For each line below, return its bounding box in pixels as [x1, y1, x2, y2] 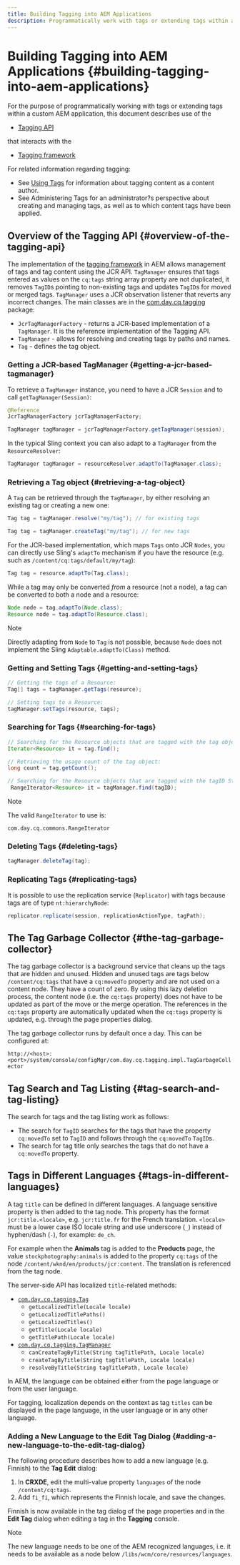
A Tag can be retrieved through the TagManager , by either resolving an [7, 494, 211, 502]
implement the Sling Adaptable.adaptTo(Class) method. [7, 645, 171, 654]
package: [7, 305, 35, 314]
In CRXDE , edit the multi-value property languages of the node [17, 1478, 201, 1486]
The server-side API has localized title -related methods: [7, 1281, 177, 1289]
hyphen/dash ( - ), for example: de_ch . [7, 1230, 116, 1238]
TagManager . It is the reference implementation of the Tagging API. [17, 327, 211, 336]
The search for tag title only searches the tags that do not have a [17, 1141, 209, 1151]
